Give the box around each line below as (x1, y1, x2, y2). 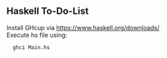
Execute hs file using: (6, 31, 68, 39)
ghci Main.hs (12, 44, 50, 50)
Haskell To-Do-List (6, 5, 89, 17)
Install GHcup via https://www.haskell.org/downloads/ (6, 23, 160, 31)
